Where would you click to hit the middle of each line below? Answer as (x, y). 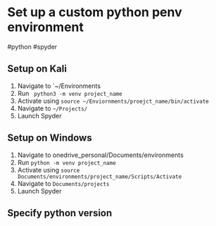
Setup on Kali (37, 69)
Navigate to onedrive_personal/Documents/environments (101, 155)
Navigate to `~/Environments (59, 86)
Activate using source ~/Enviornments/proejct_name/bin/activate (113, 101)
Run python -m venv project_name (66, 162)
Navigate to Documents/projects (63, 183)
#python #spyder (32, 46)
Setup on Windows (50, 138)
